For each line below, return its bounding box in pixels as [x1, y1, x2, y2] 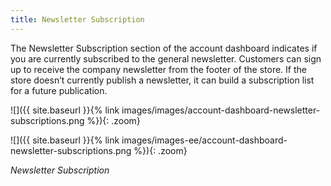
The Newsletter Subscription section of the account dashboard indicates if [10, 42, 318, 54]
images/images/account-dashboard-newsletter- [121, 104, 321, 116]
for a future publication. [10, 84, 108, 96]
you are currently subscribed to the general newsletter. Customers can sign [10, 52, 322, 65]
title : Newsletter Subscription [10, 14, 145, 25]
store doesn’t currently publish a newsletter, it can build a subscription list [10, 74, 315, 86]
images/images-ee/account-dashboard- [121, 134, 288, 146]
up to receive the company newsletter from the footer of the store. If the [10, 63, 307, 75]
